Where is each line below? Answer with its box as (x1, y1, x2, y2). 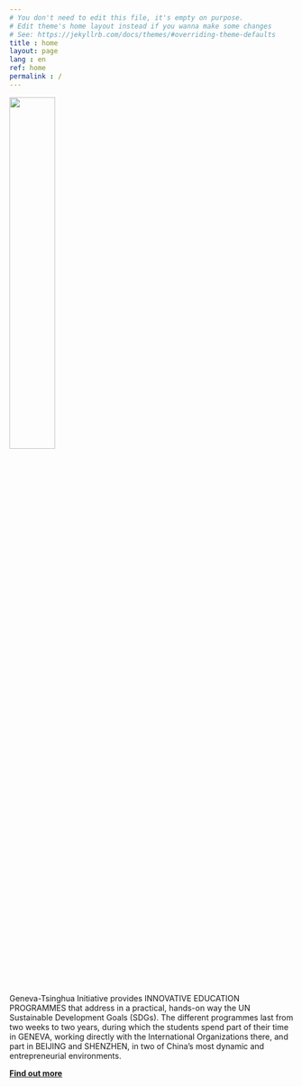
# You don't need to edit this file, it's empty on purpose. (9, 13, 244, 23)
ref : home (9, 64, 47, 73)
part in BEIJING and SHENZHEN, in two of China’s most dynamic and (9, 1040, 264, 1051)
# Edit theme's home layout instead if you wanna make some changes (9, 22, 272, 31)
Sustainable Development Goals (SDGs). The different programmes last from (9, 1011, 294, 1023)
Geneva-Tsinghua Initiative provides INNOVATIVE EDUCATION (9, 992, 241, 1003)
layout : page (9, 47, 59, 56)
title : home (9, 38, 59, 48)
